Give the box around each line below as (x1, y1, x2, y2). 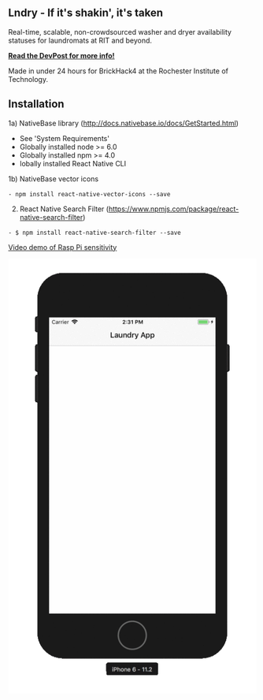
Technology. (8, 74, 49, 84)
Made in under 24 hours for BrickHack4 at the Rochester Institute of (8, 66, 228, 76)
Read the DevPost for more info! (8, 50, 116, 60)
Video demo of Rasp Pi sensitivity (8, 242, 117, 251)
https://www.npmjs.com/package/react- (108, 204, 239, 214)
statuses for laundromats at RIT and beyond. (8, 35, 152, 45)
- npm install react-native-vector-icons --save (8, 190, 171, 198)
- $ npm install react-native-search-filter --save (8, 229, 181, 236)
